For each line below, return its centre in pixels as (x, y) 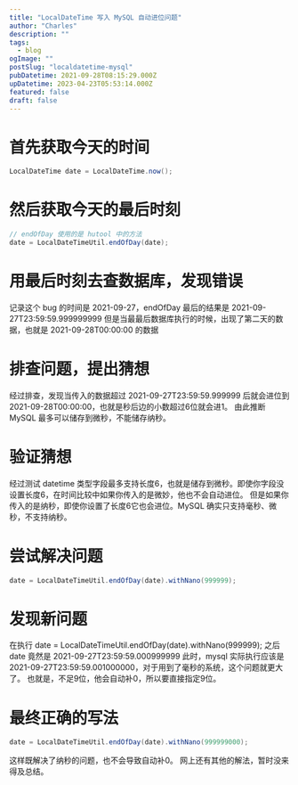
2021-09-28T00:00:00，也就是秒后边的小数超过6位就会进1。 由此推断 (137, 406)
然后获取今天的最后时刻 (95, 210)
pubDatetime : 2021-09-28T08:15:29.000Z (83, 76)
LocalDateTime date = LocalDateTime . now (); (91, 172)
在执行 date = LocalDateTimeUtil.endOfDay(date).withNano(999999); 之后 (145, 645)
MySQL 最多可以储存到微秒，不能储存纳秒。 (90, 417)
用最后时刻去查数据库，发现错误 (126, 281)
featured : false (39, 92)
